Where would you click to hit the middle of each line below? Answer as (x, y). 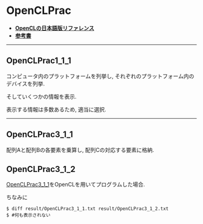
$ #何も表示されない (28, 216)
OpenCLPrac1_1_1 (39, 61)
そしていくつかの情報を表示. (41, 96)
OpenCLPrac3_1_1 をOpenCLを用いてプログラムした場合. (76, 185)
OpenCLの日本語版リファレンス (55, 28)
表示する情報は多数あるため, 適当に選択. (56, 109)
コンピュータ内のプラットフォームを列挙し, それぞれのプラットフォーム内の (100, 76)
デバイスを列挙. (26, 84)
